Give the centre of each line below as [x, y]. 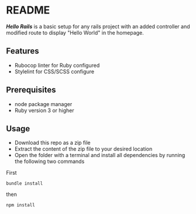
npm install [20, 205]
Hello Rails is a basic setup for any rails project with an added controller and [98, 26]
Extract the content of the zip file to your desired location [83, 149]
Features [23, 51]
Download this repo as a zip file [52, 143]
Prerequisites [31, 90]
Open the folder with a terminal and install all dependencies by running [100, 155]
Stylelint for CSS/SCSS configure [54, 72]
